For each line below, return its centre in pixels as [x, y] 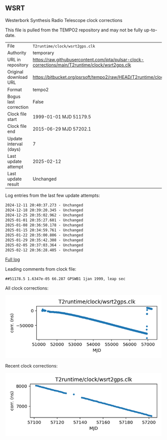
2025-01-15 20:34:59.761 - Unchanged [44, 230]
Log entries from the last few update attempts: [53, 195]
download [17, 77]
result [13, 184]
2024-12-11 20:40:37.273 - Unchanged [44, 205]
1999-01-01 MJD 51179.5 [62, 116]
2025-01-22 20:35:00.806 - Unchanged [44, 235]
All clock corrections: [27, 288]
